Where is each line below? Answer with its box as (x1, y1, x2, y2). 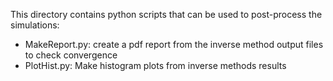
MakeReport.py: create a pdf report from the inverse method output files (24, 39, 324, 50)
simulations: (10, 19, 60, 31)
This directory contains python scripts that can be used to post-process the (10, 9, 323, 20)
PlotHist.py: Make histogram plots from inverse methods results (24, 60, 287, 71)
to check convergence (24, 49, 118, 61)
